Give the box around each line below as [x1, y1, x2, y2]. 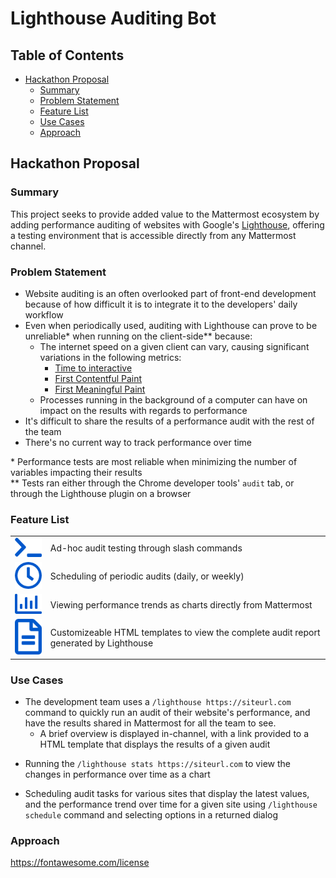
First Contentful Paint [54, 372, 143, 384]
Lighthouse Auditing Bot [10, 7, 217, 30]
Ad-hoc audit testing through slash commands [49, 542, 243, 554]
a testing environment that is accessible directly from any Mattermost [10, 229, 297, 241]
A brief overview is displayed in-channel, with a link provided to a [39, 728, 310, 740]
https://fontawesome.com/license [10, 857, 150, 869]
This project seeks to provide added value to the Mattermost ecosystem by [10, 208, 320, 220]
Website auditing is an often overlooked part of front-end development [24, 287, 317, 299]
